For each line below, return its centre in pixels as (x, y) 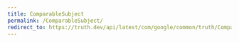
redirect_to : (27, 27)
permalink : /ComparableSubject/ (55, 21)
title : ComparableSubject (46, 14)
